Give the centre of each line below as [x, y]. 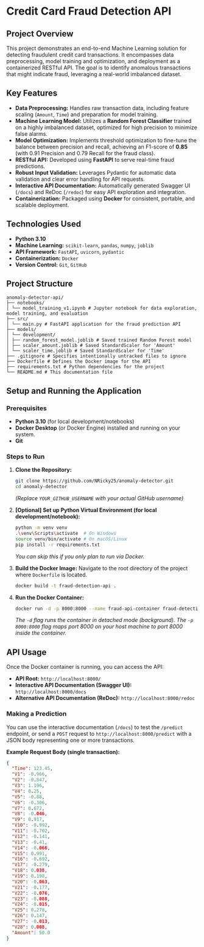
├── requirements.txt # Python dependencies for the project [86, 367]
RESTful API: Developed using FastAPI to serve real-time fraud [95, 159]
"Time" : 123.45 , [32, 769]
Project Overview [40, 34]
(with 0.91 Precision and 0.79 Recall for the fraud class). [85, 153]
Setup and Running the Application [74, 391]
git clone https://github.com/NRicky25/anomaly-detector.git [94, 481]
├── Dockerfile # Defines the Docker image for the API [79, 362]
